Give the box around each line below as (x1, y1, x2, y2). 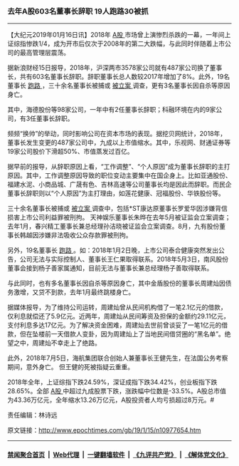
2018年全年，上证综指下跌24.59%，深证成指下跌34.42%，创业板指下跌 (7, 378, 218, 386)
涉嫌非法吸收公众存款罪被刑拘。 (38, 231, 132, 239)
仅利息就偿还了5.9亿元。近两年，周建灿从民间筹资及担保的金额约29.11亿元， (7, 312, 230, 321)
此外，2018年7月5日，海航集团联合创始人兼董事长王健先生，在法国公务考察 (7, 354, 228, 363)
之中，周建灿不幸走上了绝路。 (13, 338, 101, 347)
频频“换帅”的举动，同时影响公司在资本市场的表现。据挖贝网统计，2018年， (7, 130, 227, 138)
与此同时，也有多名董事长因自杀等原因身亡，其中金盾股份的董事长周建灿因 (7, 279, 225, 288)
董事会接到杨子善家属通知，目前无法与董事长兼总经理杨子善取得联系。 (7, 264, 213, 272)
